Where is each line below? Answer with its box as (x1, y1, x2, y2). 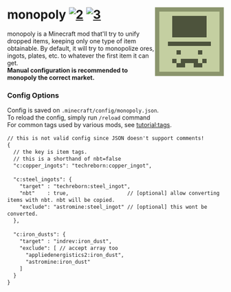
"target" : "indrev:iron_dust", (19, 238, 112, 245)
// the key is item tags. (13, 148, 88, 156)
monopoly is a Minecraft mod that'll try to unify (7, 30, 140, 38)
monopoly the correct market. (7, 73, 95, 82)
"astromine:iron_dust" (25, 258, 91, 266)
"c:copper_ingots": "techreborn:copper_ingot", (13, 162, 153, 170)
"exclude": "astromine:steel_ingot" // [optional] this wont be (19, 203, 208, 211)
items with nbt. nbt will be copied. (7, 196, 115, 204)
